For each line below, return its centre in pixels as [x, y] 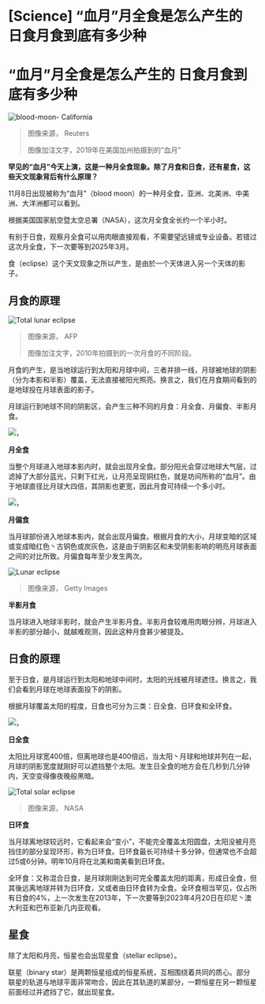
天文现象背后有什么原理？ [56, 177]
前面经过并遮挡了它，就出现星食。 [63, 991]
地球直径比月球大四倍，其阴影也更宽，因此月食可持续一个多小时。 [122, 486]
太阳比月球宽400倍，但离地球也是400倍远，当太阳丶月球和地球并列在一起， [132, 756]
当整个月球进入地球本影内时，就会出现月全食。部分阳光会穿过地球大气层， [129, 466]
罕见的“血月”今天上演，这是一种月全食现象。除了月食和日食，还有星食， [126, 167]
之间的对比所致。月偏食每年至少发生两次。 [77, 556]
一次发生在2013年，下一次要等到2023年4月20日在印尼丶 [153, 898]
